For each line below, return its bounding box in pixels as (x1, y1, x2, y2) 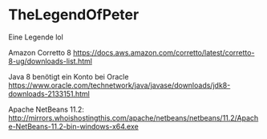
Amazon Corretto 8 (8, 47, 72, 57)
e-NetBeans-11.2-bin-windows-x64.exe (8, 121, 139, 131)
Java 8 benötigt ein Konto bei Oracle (8, 72, 129, 81)
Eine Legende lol (8, 32, 64, 42)
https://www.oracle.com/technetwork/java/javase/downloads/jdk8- (8, 80, 231, 90)
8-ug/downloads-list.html (8, 56, 92, 66)
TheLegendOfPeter (8, 6, 140, 24)
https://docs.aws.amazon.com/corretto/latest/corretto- (73, 47, 255, 57)
